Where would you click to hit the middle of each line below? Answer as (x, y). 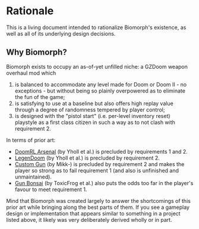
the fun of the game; (40, 97)
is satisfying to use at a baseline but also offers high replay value (94, 103)
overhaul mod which (31, 73)
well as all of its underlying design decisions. (61, 33)
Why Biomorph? (37, 53)
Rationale (30, 11)
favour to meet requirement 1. (51, 189)
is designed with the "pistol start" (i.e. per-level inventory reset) (92, 116)
